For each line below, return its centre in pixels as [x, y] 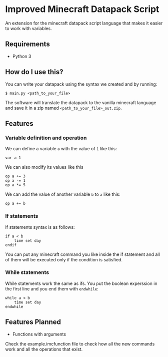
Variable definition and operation [46, 138]
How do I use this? [34, 72]
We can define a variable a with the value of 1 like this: [61, 149]
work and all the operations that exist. [44, 349]
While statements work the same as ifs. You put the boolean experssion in [81, 283]
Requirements [27, 44]
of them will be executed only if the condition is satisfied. [64, 259]
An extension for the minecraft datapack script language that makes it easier [84, 23]
